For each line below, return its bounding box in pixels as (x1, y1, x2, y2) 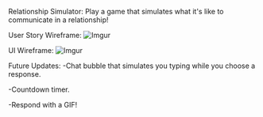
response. (8, 70, 41, 78)
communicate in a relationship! (8, 15, 109, 25)
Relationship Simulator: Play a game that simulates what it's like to (8, 7, 224, 16)
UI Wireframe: (8, 46, 54, 55)
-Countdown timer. (8, 85, 70, 94)
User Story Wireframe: (8, 31, 82, 40)
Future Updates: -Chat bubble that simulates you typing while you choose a (8, 61, 256, 70)
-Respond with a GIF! (8, 100, 78, 109)
